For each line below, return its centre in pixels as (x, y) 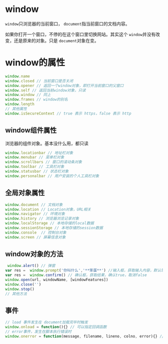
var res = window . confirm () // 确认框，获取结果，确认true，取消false (76, 275)
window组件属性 (31, 130)
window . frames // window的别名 (37, 99)
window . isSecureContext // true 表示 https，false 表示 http (68, 113)
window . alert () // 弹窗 (31, 266)
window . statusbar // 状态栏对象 (37, 171)
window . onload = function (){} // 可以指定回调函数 (56, 327)
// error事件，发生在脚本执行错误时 (38, 332)
